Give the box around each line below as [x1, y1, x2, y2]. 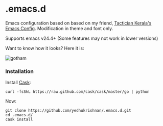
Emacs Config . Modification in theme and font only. [5, 25, 113, 31]
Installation [5, 67, 34, 74]
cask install [5, 117, 33, 122]
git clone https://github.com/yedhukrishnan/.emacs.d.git [5, 108, 131, 113]
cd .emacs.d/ [5, 113, 33, 118]
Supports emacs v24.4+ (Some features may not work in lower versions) [5, 35, 158, 41]
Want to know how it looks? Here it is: [5, 45, 84, 51]
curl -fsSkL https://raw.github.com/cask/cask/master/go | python [5, 89, 150, 94]
